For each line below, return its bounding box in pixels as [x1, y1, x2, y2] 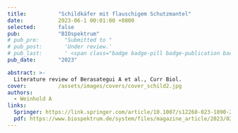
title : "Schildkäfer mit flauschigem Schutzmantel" [7, 10, 192, 18]
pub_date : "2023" [7, 57, 78, 64]
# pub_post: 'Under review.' [7, 43, 113, 50]
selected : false [7, 23, 74, 30]
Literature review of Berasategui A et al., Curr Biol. [13, 76, 182, 83]
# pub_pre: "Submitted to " [7, 37, 113, 44]
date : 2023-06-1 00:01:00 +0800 [7, 17, 135, 24]
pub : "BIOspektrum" [7, 30, 100, 37]
